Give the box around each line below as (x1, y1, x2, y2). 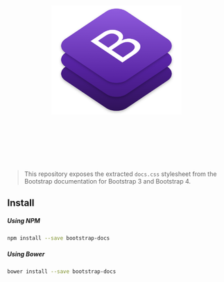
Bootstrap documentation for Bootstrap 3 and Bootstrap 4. (24, 177, 191, 185)
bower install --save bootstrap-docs (7, 268, 117, 275)
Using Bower (7, 249, 45, 258)
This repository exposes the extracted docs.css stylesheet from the (24, 170, 217, 178)
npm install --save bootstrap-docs (7, 235, 110, 242)
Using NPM (7, 216, 40, 224)
